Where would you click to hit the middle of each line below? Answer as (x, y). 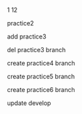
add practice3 (27, 36)
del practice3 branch (37, 50)
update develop (29, 103)
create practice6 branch (41, 90)
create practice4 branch (41, 63)
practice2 (20, 23)
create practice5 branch (41, 76)
